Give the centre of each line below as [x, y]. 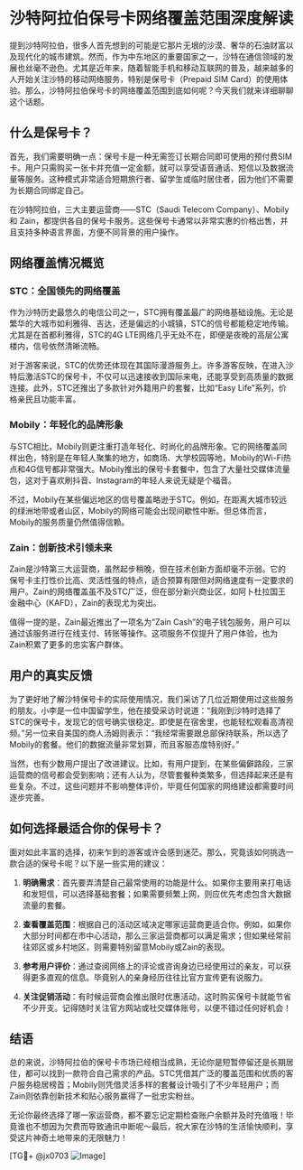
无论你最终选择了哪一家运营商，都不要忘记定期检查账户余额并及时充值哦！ [147, 1115]
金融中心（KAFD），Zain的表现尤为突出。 [85, 603]
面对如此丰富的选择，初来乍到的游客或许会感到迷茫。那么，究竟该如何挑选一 [151, 852]
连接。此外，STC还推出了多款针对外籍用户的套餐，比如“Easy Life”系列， [144, 388]
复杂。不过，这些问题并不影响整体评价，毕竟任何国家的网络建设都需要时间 [155, 785]
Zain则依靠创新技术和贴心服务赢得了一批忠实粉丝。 [105, 1096]
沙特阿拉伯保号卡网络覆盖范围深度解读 [152, 19]
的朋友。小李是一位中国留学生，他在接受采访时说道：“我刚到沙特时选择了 [146, 710]
